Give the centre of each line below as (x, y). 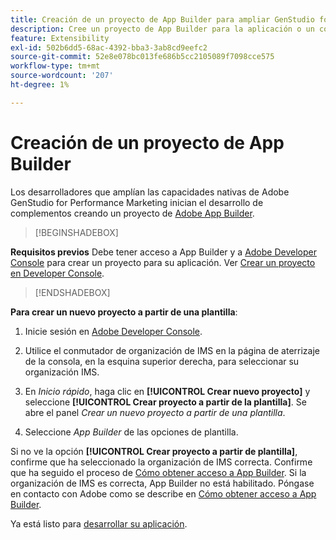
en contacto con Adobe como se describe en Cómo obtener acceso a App (163, 493)
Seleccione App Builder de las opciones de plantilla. (131, 432)
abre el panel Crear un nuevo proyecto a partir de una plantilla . (155, 412)
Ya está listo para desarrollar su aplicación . (99, 523)
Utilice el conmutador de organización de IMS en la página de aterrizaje (172, 350)
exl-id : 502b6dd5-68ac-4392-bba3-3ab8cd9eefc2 (109, 47)
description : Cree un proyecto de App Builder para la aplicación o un (162, 29)
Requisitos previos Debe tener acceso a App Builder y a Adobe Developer (163, 252)
